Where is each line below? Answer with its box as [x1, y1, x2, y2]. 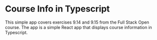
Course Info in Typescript [5, 3, 110, 14]
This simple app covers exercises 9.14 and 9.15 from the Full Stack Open [5, 19, 150, 25]
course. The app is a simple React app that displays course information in [5, 24, 152, 30]
